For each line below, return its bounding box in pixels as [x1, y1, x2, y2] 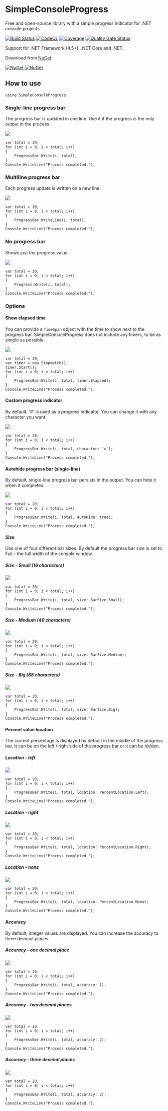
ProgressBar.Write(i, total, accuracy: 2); [14, 1037, 107, 1042]
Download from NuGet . [5, 54, 53, 61]
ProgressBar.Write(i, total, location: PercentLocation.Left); [14, 790, 149, 795]
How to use [5, 79, 41, 88]
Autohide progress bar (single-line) [5, 466, 81, 472]
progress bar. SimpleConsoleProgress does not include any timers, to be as [5, 331, 161, 337]
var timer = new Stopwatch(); [5, 360, 69, 366]
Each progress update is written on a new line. [5, 185, 101, 191]
